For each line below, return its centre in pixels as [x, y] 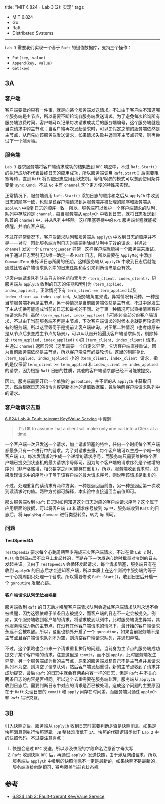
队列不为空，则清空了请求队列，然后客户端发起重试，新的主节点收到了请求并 [82, 666]
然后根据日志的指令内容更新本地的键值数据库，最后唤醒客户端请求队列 [84, 387]
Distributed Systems [33, 33]
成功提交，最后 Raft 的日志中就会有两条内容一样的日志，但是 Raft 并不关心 [81, 673]
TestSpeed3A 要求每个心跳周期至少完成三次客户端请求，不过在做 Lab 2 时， [81, 552]
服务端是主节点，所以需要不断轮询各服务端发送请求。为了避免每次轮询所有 [84, 116]
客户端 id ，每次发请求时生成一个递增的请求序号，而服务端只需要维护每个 [79, 456]
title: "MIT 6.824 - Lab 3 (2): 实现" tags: [45, 7]
